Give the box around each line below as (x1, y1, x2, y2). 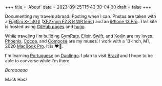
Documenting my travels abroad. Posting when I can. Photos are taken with (5, 14, 156, 19)
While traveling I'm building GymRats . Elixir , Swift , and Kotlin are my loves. (5, 33, 154, 39)
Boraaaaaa (5, 67, 28, 73)
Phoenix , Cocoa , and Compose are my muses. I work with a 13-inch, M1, (5, 38, 150, 44)
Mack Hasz (5, 77, 28, 82)
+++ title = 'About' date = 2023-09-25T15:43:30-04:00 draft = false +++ (5, 4, 152, 10)
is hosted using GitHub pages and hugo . (5, 24, 86, 29)
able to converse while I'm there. (5, 58, 71, 63)
